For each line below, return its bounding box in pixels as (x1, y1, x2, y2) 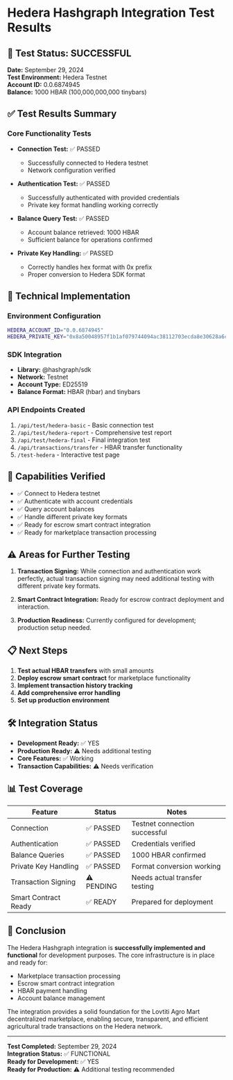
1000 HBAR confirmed (131, 850, 207, 860)
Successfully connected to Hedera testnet (27, 158, 148, 167)
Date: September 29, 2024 (7, 66, 85, 74)
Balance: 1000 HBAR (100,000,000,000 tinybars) (7, 88, 147, 96)
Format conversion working (131, 861, 221, 871)
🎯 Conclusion (7, 925, 66, 937)
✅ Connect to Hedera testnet (17, 489, 101, 498)
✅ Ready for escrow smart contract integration (17, 520, 151, 529)
